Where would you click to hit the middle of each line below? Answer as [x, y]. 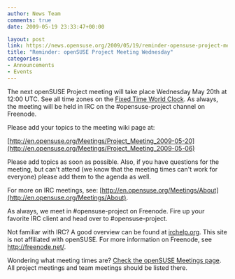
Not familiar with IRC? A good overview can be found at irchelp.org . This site [117, 232]
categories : [24, 59]
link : [15, 46]
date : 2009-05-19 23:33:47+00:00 [56, 27]
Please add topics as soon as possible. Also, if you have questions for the [113, 162]
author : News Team [34, 14]
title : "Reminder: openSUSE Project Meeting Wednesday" [90, 52]
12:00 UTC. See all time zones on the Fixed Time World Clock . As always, [113, 99]
